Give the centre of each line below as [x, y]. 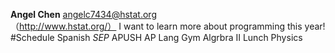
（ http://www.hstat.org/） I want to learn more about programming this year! [168, 26]
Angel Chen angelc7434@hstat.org [83, 14]
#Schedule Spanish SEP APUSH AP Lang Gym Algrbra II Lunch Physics [156, 37]
